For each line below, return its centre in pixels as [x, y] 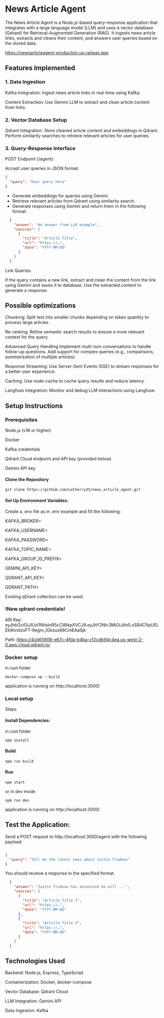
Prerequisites [21, 420]
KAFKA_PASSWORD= [27, 540]
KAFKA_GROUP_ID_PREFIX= [33, 559]
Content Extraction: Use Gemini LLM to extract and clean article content [77, 102]
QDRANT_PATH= [22, 587]
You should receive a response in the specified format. [60, 873]
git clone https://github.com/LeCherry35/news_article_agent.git [73, 490]
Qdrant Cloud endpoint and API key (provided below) [58, 459]
